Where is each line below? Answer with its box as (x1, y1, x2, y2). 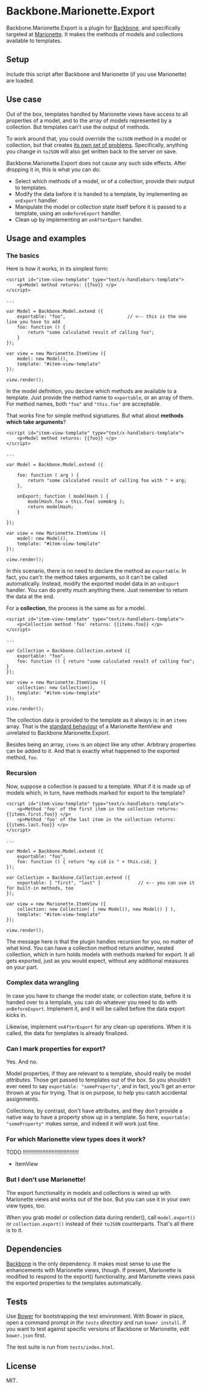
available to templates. (6, 37, 62, 44)
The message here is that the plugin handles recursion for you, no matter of (6, 937, 194, 945)
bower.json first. (6, 1332, 46, 1339)
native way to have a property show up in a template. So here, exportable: (6, 1113, 191, 1121)
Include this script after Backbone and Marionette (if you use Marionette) (6, 71, 187, 78)
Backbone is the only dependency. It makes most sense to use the (6, 1260, 171, 1267)
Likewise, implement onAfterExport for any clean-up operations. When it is (6, 1023, 191, 1030)
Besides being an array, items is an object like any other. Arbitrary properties (6, 741, 196, 748)
